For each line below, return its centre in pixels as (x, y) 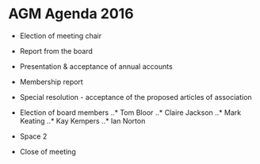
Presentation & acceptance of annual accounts (96, 66)
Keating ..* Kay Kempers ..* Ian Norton (82, 120)
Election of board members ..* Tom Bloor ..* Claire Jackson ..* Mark (130, 113)
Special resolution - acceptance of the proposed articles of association (136, 97)
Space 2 (33, 136)
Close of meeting (48, 151)
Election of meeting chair (61, 36)
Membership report (51, 82)
